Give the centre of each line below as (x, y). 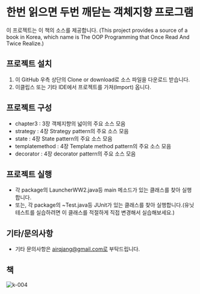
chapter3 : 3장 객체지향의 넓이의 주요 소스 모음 (70, 124)
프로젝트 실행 (29, 174)
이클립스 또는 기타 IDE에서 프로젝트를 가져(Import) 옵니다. (83, 87)
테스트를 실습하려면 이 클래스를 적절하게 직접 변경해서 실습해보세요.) (95, 213)
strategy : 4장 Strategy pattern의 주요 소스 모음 (72, 131)
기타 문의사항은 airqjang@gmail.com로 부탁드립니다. (77, 249)
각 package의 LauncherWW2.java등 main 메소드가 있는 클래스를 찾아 (98, 190)
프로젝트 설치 (29, 64)
